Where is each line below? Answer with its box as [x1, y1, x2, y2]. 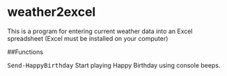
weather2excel [7, 4, 96, 20]
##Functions [7, 48, 44, 56]
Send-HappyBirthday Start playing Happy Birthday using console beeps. [7, 61, 221, 69]
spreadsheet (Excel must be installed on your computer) [7, 34, 169, 42]
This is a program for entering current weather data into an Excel [7, 27, 193, 35]
